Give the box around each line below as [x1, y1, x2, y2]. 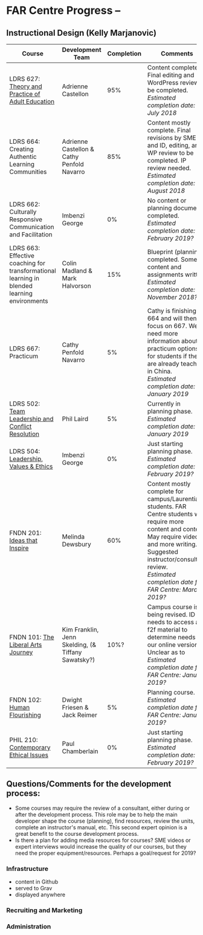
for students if [147, 352, 187, 360]
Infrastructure [6, 864, 49, 873]
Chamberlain [62, 747, 98, 755]
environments [9, 297, 48, 305]
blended [9, 282, 33, 290]
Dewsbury [62, 540, 92, 548]
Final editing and [147, 71, 195, 79]
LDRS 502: [9, 400, 40, 408]
